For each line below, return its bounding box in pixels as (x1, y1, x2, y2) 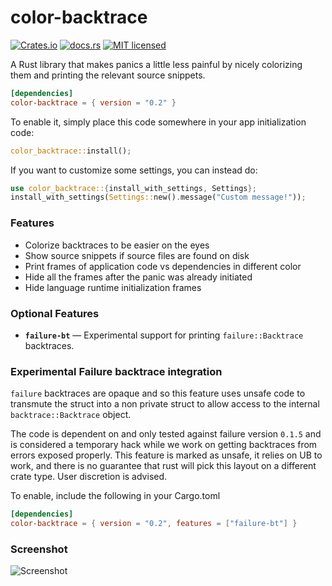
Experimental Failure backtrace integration (10, 364, 223, 378)
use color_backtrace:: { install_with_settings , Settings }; (10, 183, 257, 193)
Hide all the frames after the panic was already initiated (24, 271, 253, 283)
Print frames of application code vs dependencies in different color (24, 260, 302, 272)
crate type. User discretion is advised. (10, 471, 168, 483)
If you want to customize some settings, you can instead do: (10, 164, 258, 176)
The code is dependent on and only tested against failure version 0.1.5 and (10, 428, 322, 440)
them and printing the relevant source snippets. (10, 69, 206, 81)
